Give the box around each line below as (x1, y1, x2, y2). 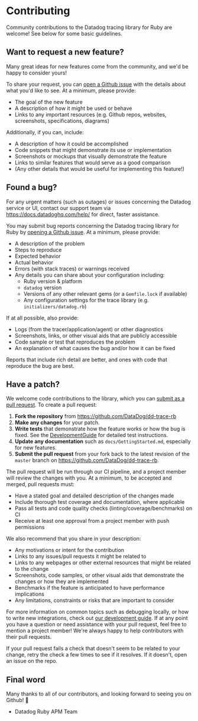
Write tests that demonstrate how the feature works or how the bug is (14, 425, 186, 432)
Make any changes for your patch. (14, 419, 100, 426)
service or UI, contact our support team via (6, 204, 111, 211)
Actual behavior (14, 258, 54, 266)
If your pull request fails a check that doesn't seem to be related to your (6, 645, 180, 652)
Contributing (6, 4, 70, 18)
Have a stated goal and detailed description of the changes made (14, 492, 174, 499)
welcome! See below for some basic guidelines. (6, 30, 122, 37)
